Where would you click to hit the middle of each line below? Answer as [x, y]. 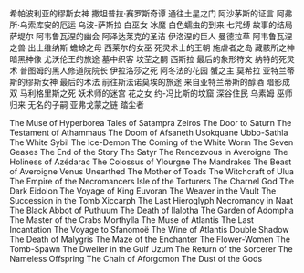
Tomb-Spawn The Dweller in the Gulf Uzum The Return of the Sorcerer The [152, 249]
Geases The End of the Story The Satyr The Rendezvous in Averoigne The [149, 152]
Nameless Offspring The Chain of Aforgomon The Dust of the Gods [136, 259]
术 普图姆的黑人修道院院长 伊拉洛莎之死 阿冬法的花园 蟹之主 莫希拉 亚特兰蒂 [152, 70]
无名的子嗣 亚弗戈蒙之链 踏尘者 [85, 105]
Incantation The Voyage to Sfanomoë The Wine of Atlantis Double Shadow [149, 230]
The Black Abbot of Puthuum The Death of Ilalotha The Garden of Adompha [152, 210]
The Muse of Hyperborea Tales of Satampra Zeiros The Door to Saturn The [151, 123]
